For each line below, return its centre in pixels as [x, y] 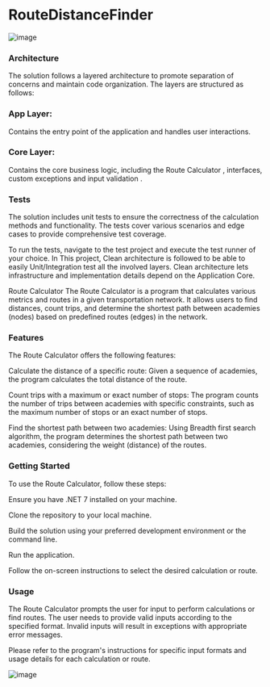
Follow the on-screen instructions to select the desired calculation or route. [133, 570]
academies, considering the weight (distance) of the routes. [108, 445]
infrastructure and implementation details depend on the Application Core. [132, 275]
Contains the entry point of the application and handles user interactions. [130, 132]
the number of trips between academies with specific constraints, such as [131, 404]
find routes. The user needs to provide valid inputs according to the [120, 618]
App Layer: [30, 114]
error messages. [35, 635]
